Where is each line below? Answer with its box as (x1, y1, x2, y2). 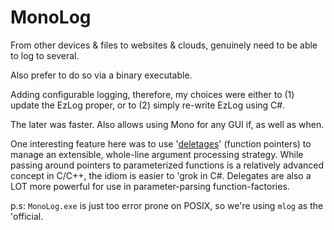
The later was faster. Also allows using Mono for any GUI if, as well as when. (10, 118, 325, 130)
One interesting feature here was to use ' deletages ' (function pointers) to (10, 137, 312, 150)
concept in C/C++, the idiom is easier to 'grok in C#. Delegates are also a (10, 169, 312, 181)
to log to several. (10, 49, 80, 61)
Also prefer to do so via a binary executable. (10, 69, 193, 81)
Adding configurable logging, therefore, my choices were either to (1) (10, 88, 295, 100)
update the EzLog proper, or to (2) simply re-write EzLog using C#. (10, 99, 286, 111)
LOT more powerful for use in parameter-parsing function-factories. (10, 180, 290, 192)
